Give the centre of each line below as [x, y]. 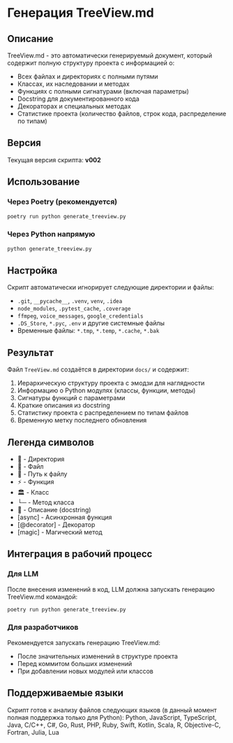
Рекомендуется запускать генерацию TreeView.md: [84, 642]
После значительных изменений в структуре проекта [97, 656]
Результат [31, 352]
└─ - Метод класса [46, 502]
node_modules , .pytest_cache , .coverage [74, 309]
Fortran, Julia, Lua [33, 732]
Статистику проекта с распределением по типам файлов [103, 413]
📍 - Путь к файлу [42, 474]
